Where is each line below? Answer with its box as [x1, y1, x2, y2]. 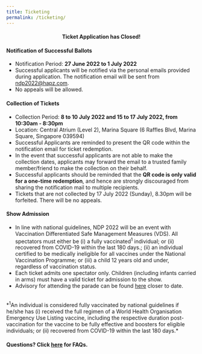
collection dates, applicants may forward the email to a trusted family [14, 158, 187, 165]
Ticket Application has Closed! [62, 33, 141, 40]
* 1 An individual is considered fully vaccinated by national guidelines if [6, 300, 179, 309]
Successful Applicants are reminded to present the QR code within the [14, 139, 190, 146]
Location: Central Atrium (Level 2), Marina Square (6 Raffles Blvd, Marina [14, 126, 196, 133]
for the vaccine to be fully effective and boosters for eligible [36, 321, 185, 328]
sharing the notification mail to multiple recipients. [14, 183, 140, 191]
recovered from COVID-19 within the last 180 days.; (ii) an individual [14, 244, 183, 251]
